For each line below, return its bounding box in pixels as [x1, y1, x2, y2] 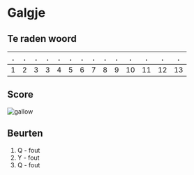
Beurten [7, 128, 43, 139]
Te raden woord [7, 33, 77, 45]
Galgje [7, 5, 46, 21]
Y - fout [17, 153, 40, 162]
